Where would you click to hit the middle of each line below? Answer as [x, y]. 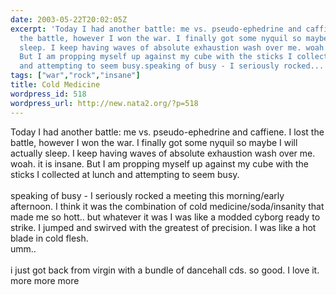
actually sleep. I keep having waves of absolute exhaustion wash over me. [163, 153]
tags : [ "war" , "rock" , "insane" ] [75, 76]
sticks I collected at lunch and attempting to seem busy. [125, 174]
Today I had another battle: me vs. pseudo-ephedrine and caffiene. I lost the [167, 132]
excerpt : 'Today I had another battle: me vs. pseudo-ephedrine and [156, 29]
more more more [45, 280]
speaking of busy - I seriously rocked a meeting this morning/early [147, 195]
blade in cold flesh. [49, 238]
